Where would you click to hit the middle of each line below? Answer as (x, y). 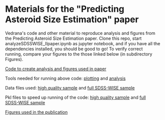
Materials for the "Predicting (65, 9)
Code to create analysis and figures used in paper (56, 69)
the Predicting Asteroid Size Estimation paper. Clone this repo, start (73, 38)
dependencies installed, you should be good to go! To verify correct (74, 49)
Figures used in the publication (36, 112)
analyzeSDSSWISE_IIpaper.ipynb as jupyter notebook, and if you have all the (83, 43)
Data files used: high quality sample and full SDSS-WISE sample (70, 88)
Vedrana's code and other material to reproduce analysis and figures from (80, 33)
